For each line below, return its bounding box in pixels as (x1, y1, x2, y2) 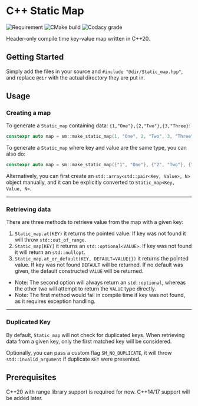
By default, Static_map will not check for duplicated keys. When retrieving (6, 331, 185, 338)
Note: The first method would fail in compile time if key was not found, (14, 292, 186, 299)
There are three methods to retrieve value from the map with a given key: (6, 219, 184, 226)
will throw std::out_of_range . (14, 236, 87, 243)
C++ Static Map (6, 4, 84, 18)
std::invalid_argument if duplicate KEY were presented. (6, 355, 141, 362)
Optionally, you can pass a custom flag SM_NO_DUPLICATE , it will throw (6, 349, 172, 356)
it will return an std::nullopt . (14, 249, 86, 256)
